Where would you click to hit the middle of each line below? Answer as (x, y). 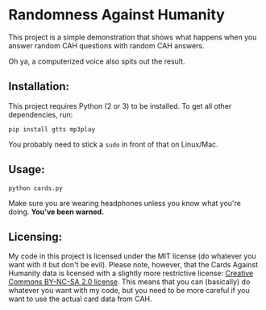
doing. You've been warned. (56, 212)
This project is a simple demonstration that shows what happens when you (133, 37)
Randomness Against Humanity (117, 15)
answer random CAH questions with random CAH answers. (106, 45)
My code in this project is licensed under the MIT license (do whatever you (132, 256)
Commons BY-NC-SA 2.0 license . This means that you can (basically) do (129, 282)
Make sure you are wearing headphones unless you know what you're (125, 203)
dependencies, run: (41, 114)
